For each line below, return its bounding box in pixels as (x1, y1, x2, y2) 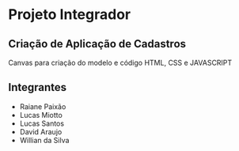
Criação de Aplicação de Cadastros (8, 37, 187, 51)
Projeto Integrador (8, 6, 131, 24)
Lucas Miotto (19, 110, 63, 119)
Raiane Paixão (19, 101, 66, 111)
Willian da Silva (19, 135, 70, 145)
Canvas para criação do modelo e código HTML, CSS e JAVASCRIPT (8, 58, 233, 67)
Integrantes (8, 81, 67, 94)
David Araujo (19, 126, 63, 136)
